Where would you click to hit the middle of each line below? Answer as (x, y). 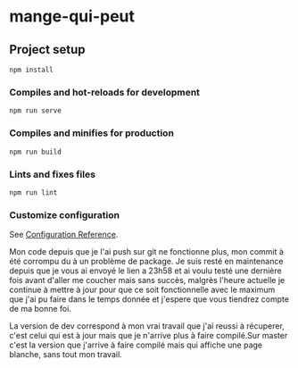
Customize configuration (65, 214)
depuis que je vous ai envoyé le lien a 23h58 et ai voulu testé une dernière (146, 271)
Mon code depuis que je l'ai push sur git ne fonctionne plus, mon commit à (146, 252)
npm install (31, 70)
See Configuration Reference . (64, 235)
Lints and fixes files (53, 174)
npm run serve (36, 111)
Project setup (48, 50)
